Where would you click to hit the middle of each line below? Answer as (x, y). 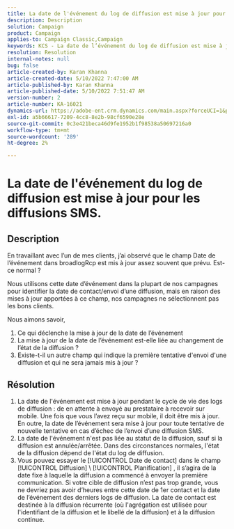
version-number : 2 (34, 98)
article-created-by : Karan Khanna (57, 72)
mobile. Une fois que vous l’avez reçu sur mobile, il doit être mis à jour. (118, 416)
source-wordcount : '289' (43, 136)
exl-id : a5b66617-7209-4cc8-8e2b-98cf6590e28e (76, 117)
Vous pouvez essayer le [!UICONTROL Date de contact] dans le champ (119, 460)
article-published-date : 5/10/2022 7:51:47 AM (76, 91)
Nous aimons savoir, (36, 319)
